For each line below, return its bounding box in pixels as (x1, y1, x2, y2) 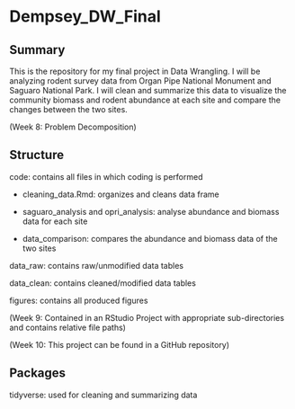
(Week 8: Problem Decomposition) (9, 121, 137, 132)
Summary (9, 42, 66, 58)
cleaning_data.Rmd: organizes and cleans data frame (22, 189, 220, 200)
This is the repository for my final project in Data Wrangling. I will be (9, 66, 261, 76)
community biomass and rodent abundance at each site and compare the (9, 94, 282, 105)
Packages (9, 366, 66, 381)
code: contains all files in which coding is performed (9, 171, 203, 182)
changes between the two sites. (9, 104, 128, 114)
